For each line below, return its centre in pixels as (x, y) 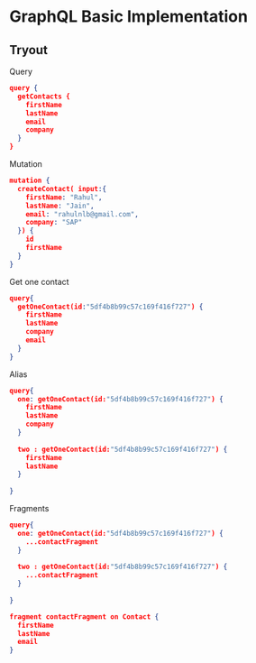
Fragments (29, 508)
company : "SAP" (54, 223)
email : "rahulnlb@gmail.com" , (82, 214)
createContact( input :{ (62, 189)
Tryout (28, 50)
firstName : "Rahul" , (64, 197)
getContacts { (44, 97)
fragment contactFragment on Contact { (84, 617)
